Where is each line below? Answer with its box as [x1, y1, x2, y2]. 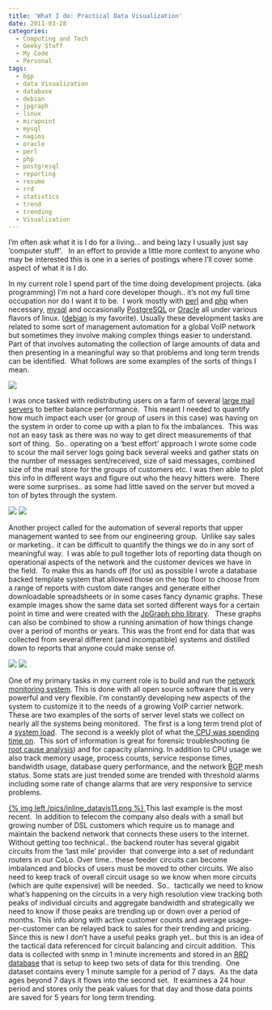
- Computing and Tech [15, 34, 89, 43]
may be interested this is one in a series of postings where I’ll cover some [8, 254, 253, 264]
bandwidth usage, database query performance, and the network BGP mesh [8, 762, 263, 772]
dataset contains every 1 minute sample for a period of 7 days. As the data [8, 967, 258, 977]
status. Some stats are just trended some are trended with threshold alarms [8, 770, 260, 780]
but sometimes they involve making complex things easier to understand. [8, 330, 253, 340]
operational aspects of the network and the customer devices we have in [8, 557, 252, 567]
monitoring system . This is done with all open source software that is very [8, 684, 255, 694]
